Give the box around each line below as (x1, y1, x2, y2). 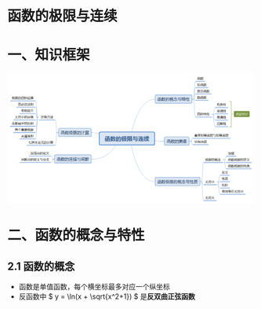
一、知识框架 (7, 46, 91, 64)
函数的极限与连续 (7, 7, 118, 25)
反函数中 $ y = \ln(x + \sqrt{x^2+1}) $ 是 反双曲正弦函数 (18, 292, 195, 301)
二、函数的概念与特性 (7, 226, 146, 244)
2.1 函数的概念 (7, 259, 75, 273)
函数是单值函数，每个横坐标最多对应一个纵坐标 (18, 282, 170, 292)
